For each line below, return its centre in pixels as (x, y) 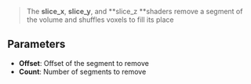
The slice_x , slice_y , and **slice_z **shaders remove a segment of (135, 11)
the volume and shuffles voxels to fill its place (100, 20)
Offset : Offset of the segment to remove (84, 63)
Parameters (36, 44)
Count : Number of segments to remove (82, 71)
